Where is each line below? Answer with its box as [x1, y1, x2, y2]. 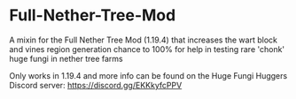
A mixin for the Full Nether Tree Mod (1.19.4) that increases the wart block [9, 34, 277, 45]
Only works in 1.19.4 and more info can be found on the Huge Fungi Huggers [9, 70, 288, 80]
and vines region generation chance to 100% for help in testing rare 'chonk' [9, 43, 285, 54]
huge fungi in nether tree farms [9, 53, 123, 64]
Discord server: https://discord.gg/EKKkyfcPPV [9, 80, 183, 90]
